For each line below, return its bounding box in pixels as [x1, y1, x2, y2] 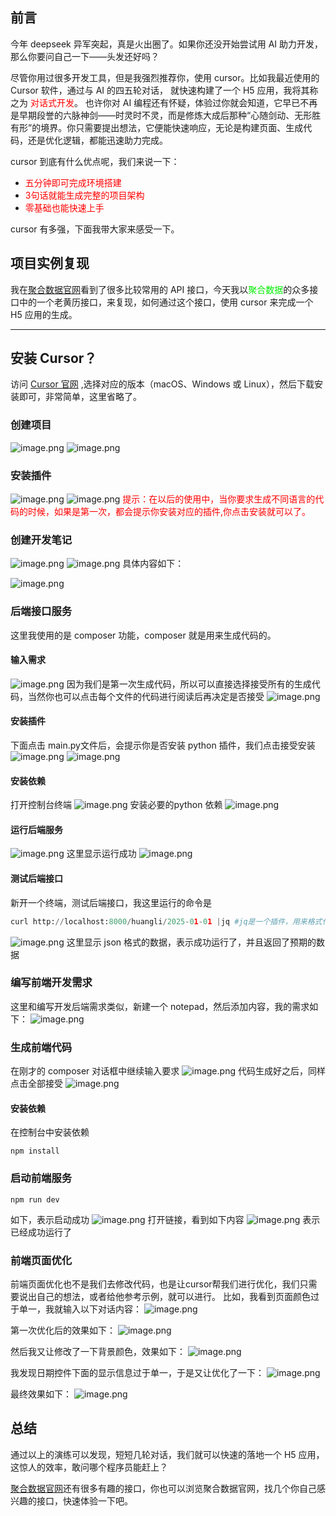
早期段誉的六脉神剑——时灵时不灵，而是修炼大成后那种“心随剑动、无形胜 [18, 109, 322, 121]
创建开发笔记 [10, 533, 73, 547]
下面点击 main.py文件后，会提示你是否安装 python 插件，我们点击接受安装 [10, 739, 316, 752]
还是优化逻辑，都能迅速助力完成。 [27, 134, 168, 146]
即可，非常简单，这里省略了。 [18, 391, 142, 403]
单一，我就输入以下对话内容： [18, 1303, 142, 1315]
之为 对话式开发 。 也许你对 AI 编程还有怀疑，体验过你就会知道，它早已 [10, 96, 301, 108]
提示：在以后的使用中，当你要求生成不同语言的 [122, 493, 316, 505]
